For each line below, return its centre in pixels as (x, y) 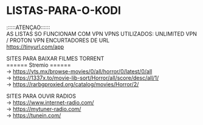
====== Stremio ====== (39, 65)
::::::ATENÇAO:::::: (28, 27)
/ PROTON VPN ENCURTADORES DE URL (58, 40)
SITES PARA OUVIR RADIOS (41, 96)
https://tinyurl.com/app (35, 47)
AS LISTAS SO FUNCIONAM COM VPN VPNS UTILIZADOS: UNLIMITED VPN (102, 33)
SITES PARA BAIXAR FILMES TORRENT (55, 58)
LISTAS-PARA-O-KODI (64, 11)
